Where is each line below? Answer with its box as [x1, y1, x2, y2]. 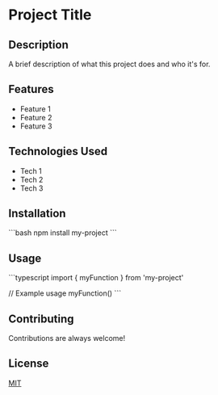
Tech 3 [19, 183, 44, 193]
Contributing [8, 312, 74, 326]
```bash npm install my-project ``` [8, 228, 117, 237]
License [8, 357, 49, 371]
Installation [8, 207, 66, 221]
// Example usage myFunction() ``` [8, 288, 122, 298]
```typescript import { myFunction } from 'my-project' [8, 273, 184, 283]
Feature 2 [19, 112, 52, 122]
